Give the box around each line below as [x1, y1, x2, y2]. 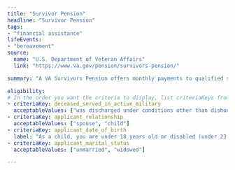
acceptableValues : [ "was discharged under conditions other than [13, 107, 208, 114]
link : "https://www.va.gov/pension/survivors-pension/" [13, 62, 180, 69]
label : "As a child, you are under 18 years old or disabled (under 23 [13, 133, 227, 140]
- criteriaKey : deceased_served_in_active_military [7, 101, 161, 108]
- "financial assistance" [7, 29, 83, 37]
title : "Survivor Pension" [7, 10, 86, 17]
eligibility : [7, 87, 45, 94]
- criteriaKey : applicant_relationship [7, 113, 124, 121]
